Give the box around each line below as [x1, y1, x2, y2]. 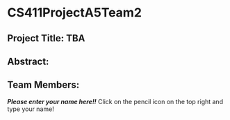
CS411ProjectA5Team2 [7, 5, 142, 21]
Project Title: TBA [7, 32, 85, 44]
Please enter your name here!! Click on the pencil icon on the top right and [7, 97, 224, 106]
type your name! [7, 105, 54, 113]
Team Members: [7, 79, 80, 91]
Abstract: [7, 55, 49, 67]
